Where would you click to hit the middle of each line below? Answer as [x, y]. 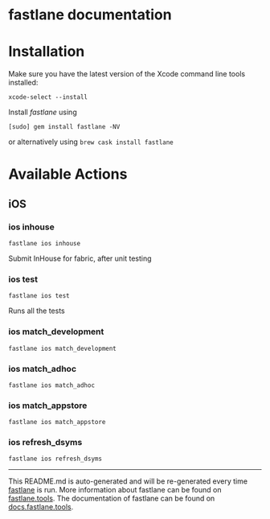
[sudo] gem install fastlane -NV [64, 127]
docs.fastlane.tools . [41, 507]
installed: [23, 83]
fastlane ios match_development [62, 348]
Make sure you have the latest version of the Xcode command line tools [127, 74]
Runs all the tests [37, 311]
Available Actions [68, 174]
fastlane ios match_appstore [57, 422]
